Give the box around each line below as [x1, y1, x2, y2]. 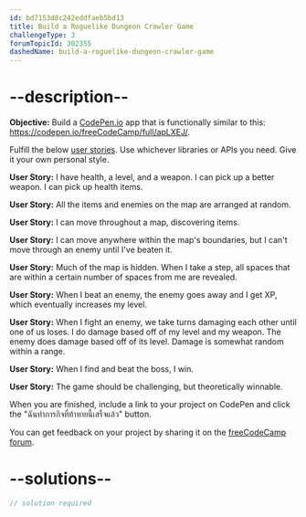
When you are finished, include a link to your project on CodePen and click [9, 399, 290, 410]
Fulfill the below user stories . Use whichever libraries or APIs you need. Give [9, 144, 297, 155]
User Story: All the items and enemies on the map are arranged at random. [9, 199, 291, 210]
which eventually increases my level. [9, 299, 148, 311]
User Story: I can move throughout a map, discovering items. [9, 216, 240, 228]
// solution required [9, 499, 92, 508]
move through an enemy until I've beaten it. [9, 244, 174, 256]
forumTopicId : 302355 [9, 38, 92, 48]
